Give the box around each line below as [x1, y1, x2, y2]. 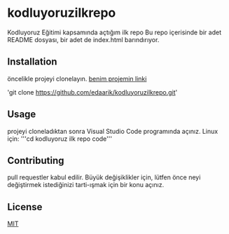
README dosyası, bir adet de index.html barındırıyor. [7, 35, 160, 43]
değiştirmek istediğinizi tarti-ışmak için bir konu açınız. [7, 181, 165, 189]
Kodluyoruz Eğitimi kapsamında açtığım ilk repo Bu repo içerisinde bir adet [7, 28, 222, 36]
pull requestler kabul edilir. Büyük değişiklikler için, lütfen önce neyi [7, 173, 201, 181]
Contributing [7, 154, 64, 166]
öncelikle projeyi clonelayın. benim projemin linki [7, 74, 147, 83]
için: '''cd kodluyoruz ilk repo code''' [7, 135, 113, 143]
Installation [7, 56, 57, 68]
